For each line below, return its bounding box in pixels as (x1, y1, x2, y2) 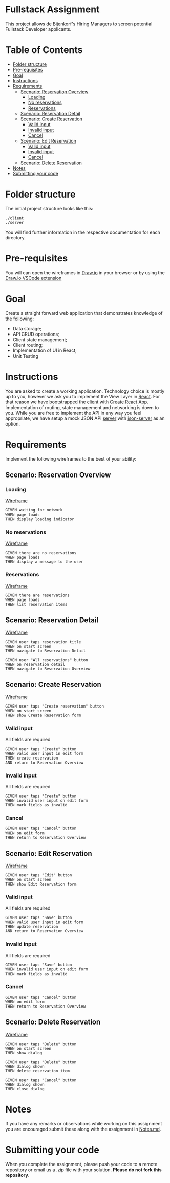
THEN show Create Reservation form (5, 713, 81, 718)
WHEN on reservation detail (5, 662, 66, 667)
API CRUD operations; (12, 331, 60, 337)
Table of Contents (5, 44, 83, 56)
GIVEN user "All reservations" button (5, 657, 88, 662)
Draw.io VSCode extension (5, 275, 62, 281)
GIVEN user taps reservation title (5, 639, 81, 644)
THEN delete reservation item (5, 1068, 70, 1073)
